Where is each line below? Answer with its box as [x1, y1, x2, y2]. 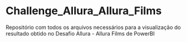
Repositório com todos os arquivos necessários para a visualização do [5, 24, 182, 31]
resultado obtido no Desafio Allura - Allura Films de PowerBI [5, 30, 155, 37]
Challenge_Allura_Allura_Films [5, 4, 162, 18]
